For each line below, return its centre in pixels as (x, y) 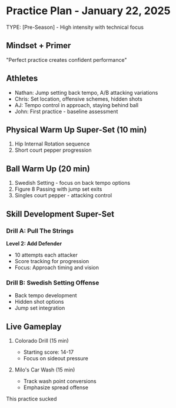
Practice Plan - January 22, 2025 (88, 11)
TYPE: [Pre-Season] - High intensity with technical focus (75, 27)
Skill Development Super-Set (60, 214)
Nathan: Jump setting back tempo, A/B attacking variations (86, 92)
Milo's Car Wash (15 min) (45, 370)
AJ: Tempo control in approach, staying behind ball (77, 105)
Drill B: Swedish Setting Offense (53, 283)
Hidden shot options (39, 302)
